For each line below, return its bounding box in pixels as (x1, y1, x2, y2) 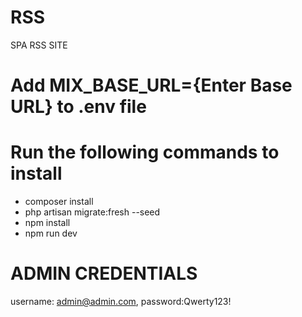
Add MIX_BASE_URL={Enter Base (10, 74, 293, 97)
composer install (24, 196, 94, 208)
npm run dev (24, 227, 78, 240)
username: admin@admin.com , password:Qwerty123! (10, 296, 232, 307)
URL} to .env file (10, 96, 147, 118)
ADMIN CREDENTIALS (10, 262, 198, 285)
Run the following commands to (10, 141, 280, 164)
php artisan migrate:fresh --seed (24, 206, 161, 218)
